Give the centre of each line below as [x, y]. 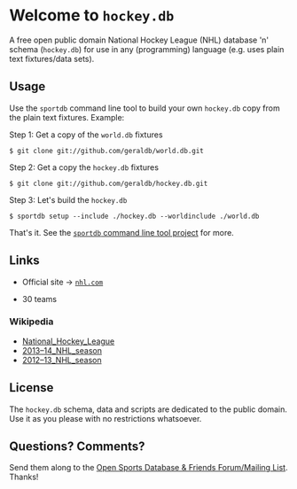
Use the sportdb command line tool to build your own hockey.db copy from [145, 108]
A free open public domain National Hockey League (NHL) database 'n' [139, 40]
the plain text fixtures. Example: [67, 117]
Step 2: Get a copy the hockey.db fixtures [84, 167]
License [31, 388]
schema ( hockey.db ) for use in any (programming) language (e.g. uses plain [147, 49]
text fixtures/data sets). [52, 58]
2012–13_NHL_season [62, 360]
